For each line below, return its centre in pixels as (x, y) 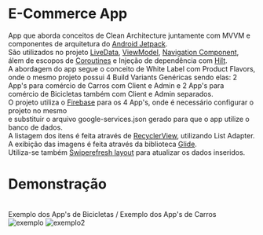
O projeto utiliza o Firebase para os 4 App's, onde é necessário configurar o (131, 102)
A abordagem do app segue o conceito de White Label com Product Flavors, (132, 68)
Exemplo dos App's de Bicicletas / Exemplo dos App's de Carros (112, 214)
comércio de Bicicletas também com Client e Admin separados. (111, 94)
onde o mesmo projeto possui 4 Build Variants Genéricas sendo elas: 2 (123, 77)
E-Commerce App (68, 14)
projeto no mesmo (38, 110)
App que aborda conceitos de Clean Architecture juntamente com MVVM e (130, 35)
